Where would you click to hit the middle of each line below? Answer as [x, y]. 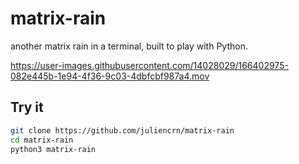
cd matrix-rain [42, 140]
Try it [27, 107]
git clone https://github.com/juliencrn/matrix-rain [122, 130]
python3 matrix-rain [53, 149]
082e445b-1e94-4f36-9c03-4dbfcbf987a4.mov [110, 76]
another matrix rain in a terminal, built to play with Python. [129, 46]
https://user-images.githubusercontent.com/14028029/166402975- [149, 65]
